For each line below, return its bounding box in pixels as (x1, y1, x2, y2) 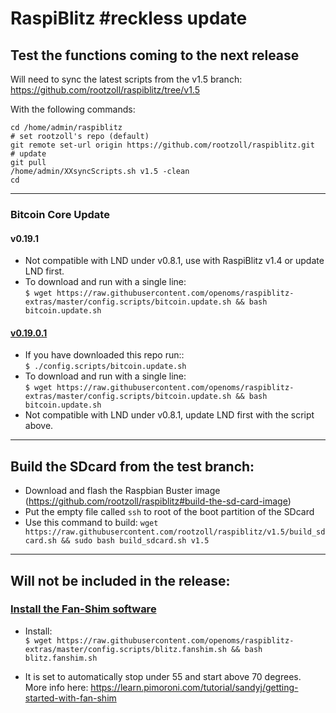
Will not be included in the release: (10, 572, 231, 589)
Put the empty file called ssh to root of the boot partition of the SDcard (24, 506, 315, 518)
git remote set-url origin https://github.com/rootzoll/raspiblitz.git (10, 140, 315, 150)
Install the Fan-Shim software (10, 602, 157, 616)
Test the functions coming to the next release (10, 47, 300, 64)
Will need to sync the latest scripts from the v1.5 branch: (10, 73, 243, 85)
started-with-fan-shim (24, 692, 117, 704)
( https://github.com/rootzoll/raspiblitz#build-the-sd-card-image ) (24, 495, 292, 507)
